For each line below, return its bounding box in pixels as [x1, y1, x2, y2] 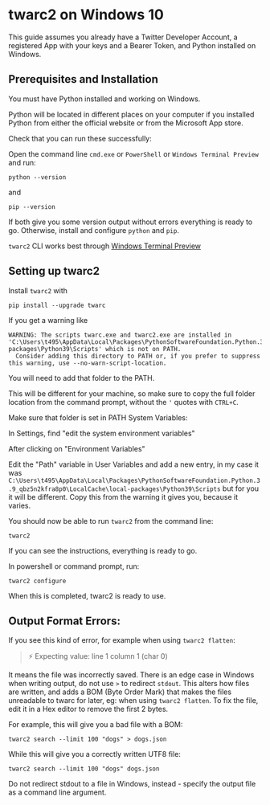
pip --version [8, 202, 56, 210]
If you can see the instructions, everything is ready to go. [8, 546, 198, 555]
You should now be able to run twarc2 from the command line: [8, 516, 214, 525]
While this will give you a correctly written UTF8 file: [8, 750, 181, 759]
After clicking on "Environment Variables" [8, 443, 146, 453]
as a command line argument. [8, 787, 107, 797]
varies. [8, 501, 31, 510]
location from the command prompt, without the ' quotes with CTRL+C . [8, 397, 239, 407]
